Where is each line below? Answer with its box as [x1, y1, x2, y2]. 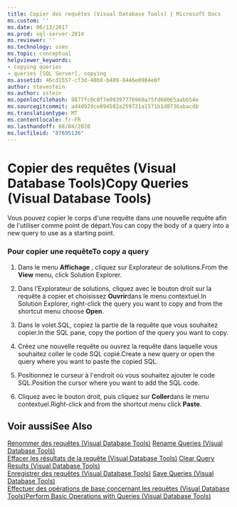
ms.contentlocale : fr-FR [7, 116, 81, 123]
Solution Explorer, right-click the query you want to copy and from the [17, 299, 223, 308]
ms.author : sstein [7, 90, 62, 97]
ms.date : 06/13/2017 [7, 23, 69, 31]
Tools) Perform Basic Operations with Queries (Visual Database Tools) [7, 492, 211, 501]
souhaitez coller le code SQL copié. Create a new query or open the [17, 349, 215, 358]
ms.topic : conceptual [7, 50, 72, 58]
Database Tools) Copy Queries [7, 175, 189, 191]
